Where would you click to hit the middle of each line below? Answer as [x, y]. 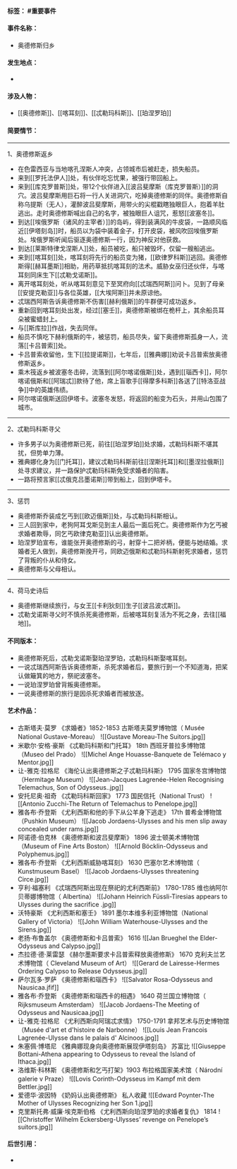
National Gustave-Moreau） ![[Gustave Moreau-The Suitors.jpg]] [111, 736]
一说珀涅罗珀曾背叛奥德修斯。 [61, 684]
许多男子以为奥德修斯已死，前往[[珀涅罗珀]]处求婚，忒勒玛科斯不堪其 [118, 444]
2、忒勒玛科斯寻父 [34, 429]
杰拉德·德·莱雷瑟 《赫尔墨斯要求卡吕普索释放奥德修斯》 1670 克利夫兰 [119, 954]
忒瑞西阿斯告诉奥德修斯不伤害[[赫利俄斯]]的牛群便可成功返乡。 [109, 302]
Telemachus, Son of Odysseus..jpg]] [71, 787]
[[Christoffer [36, 1119]
